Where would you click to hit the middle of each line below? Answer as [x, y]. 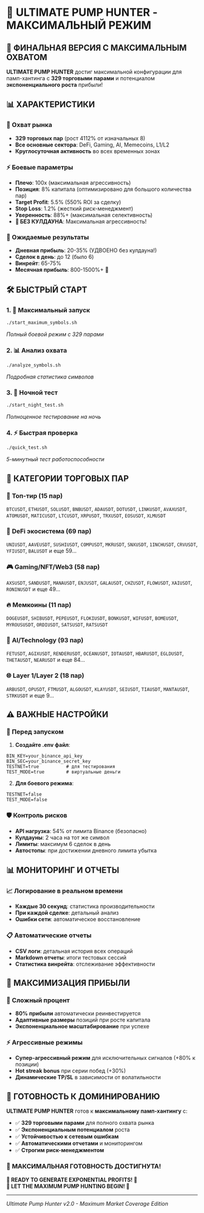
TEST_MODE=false [27, 800]
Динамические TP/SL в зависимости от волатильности [88, 1077]
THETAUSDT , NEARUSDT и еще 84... [46, 660]
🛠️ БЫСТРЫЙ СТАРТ [47, 290]
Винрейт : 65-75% [38, 263]
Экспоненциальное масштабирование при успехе [82, 1026]
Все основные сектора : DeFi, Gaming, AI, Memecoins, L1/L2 [92, 145]
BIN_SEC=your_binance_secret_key [49, 761]
